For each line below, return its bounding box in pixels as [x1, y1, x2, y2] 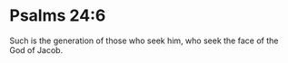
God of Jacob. [9, 44, 64, 55]
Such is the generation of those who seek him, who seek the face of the [9, 35, 279, 46]
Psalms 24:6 [9, 5, 106, 26]
